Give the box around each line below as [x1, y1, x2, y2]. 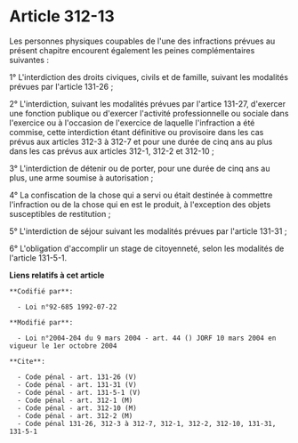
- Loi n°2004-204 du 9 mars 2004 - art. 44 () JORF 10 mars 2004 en [17, 334, 277, 342]
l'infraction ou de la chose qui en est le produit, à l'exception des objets [9, 198, 271, 210]
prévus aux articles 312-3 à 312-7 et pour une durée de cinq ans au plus [9, 136, 273, 147]
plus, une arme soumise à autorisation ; [9, 172, 154, 183]
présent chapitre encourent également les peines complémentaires [9, 44, 255, 55]
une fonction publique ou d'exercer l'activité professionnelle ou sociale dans [9, 108, 289, 118]
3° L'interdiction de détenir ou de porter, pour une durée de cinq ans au [9, 163, 270, 173]
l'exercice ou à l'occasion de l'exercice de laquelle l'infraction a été [9, 117, 255, 128]
